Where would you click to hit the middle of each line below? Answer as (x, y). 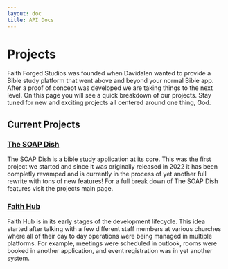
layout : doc (24, 13)
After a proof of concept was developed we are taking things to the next (110, 88)
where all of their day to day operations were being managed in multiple (110, 236)
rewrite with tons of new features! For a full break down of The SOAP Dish (113, 181)
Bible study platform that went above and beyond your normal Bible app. (111, 81)
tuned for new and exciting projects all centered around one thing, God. (109, 103)
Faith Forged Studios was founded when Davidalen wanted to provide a (109, 73)
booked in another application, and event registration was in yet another (110, 251)
